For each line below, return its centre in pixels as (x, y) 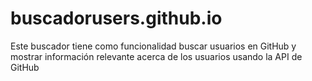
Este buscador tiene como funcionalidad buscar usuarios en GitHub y (153, 46)
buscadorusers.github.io (116, 18)
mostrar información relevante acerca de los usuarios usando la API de (156, 56)
